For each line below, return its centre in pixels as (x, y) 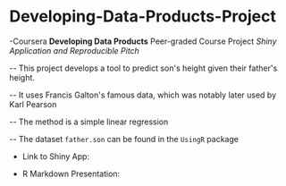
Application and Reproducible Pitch (75, 50)
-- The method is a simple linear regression (89, 122)
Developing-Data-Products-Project (143, 17)
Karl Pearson (33, 104)
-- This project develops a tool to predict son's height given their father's (143, 68)
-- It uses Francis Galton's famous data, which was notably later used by (143, 95)
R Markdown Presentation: (71, 173)
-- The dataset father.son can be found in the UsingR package (124, 139)
